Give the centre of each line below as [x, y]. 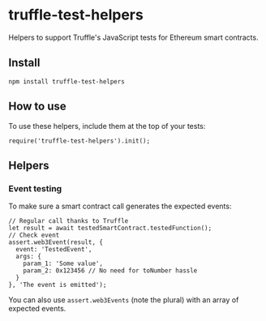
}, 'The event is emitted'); [58, 285]
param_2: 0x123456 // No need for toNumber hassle [110, 271]
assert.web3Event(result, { [56, 242]
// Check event [34, 235]
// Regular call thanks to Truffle [69, 221]
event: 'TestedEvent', [54, 250]
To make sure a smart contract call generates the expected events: [120, 206]
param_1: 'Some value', [63, 264]
